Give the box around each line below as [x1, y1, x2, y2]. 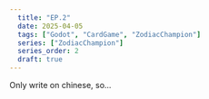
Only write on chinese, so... [9, 80, 112, 90]
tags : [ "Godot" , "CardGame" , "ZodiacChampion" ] [17, 30, 202, 39]
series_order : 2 [17, 47, 79, 56]
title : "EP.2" [17, 13, 71, 22]
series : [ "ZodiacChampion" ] [17, 38, 124, 48]
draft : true [17, 55, 64, 64]
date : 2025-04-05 [17, 22, 84, 31]
